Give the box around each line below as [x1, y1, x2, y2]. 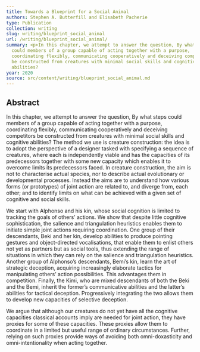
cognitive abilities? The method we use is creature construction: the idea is [6, 138, 190, 146]
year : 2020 [6, 70, 33, 76]
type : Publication [6, 20, 52, 26]
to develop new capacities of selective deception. [6, 296, 128, 303]
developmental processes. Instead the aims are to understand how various [6, 177, 189, 184]
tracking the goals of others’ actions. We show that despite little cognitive [6, 213, 186, 221]
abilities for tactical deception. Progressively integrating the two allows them [6, 289, 193, 297]
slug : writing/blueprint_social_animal [6, 31, 105, 37]
